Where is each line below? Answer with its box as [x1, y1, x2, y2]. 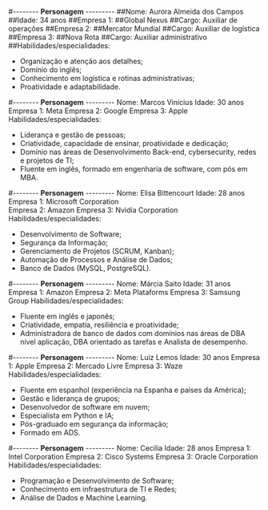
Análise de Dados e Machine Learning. [19, 493, 148, 502]
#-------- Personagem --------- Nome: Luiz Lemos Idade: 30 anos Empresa [8, 353, 260, 362]
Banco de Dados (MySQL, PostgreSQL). [19, 264, 152, 273]
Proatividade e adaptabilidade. [19, 82, 121, 91]
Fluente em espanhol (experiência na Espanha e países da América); [19, 385, 246, 395]
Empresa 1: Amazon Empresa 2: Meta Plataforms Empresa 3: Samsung [8, 288, 241, 297]
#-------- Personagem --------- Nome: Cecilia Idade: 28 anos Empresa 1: [8, 443, 252, 452]
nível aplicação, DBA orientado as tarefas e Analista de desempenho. [19, 337, 248, 346]
